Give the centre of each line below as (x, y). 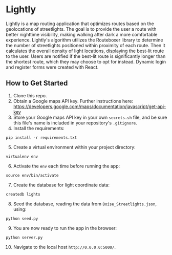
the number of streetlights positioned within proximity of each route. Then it (85, 45)
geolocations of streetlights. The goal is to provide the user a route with (81, 29)
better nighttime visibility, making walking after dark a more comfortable (82, 34)
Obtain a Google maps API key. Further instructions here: (73, 101)
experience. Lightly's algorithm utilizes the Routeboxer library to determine (84, 40)
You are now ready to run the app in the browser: (65, 228)
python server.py (24, 237)
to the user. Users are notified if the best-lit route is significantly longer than (86, 56)
